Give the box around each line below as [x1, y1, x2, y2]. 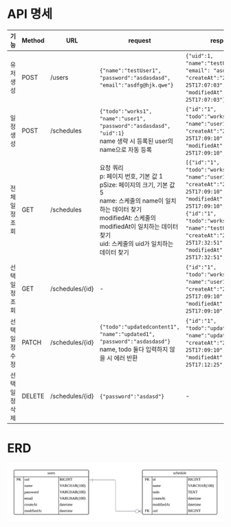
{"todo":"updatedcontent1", [99, 324, 180, 330]
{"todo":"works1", [99, 108, 153, 115]
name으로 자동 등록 [99, 146, 153, 154]
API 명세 [7, 6, 53, 22]
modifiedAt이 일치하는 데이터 [99, 222, 179, 230]
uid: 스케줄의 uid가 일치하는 [99, 239, 174, 247]
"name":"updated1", [99, 331, 156, 338]
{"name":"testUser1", [99, 67, 162, 74]
